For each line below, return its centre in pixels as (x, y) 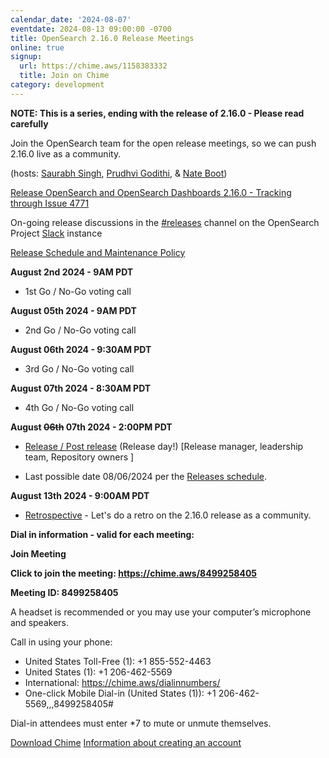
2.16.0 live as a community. (66, 153)
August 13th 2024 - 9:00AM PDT (80, 495)
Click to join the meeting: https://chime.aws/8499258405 (134, 573)
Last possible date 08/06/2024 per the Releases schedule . (146, 476)
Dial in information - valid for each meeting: (102, 534)
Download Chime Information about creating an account (126, 742)
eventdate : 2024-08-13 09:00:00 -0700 (91, 29)
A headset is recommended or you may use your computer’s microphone (161, 612)
